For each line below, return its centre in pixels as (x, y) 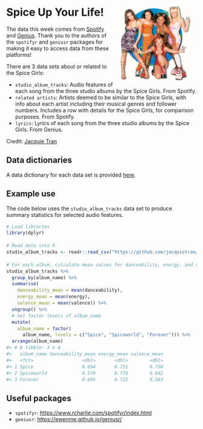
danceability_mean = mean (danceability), (70, 290)
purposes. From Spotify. (45, 117)
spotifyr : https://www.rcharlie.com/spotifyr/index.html (83, 413)
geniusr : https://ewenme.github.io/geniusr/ (68, 419)
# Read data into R (31, 246)
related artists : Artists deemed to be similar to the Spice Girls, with (101, 97)
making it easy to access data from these (58, 48)
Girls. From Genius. (39, 129)
